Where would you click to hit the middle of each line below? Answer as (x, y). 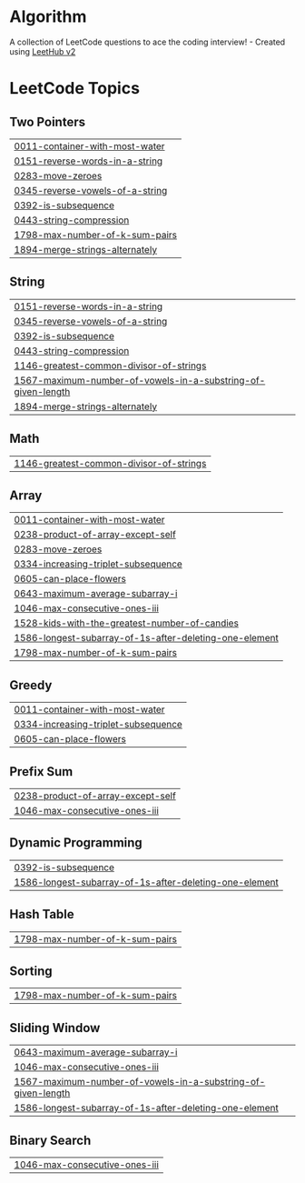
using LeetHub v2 (43, 51)
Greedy (31, 685)
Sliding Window (55, 1028)
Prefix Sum (41, 772)
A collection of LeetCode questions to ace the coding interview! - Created (148, 42)
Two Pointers (48, 121)
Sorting (31, 972)
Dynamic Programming (76, 843)
